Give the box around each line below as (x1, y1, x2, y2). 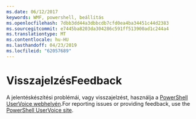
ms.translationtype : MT (6, 31, 67, 37)
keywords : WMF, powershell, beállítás (6, 14, 104, 20)
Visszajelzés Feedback (6, 73, 122, 87)
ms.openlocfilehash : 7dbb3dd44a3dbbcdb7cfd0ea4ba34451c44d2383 (6, 20, 169, 26)
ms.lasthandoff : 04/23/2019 (6, 43, 77, 49)
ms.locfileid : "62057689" (6, 48, 71, 54)
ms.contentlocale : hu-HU (6, 37, 69, 43)
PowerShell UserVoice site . (6, 106, 74, 114)
